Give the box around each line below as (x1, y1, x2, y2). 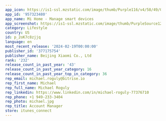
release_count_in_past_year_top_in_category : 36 (5, 72, 107, 77)
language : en (5, 40, 32, 44)
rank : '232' (5, 58, 30, 63)
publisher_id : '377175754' (5, 48, 61, 53)
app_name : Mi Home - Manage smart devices (5, 16, 94, 21)
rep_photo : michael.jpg (5, 99, 54, 104)
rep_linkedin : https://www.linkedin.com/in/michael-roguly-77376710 (5, 90, 149, 95)
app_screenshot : (5, 21, 39, 26)
